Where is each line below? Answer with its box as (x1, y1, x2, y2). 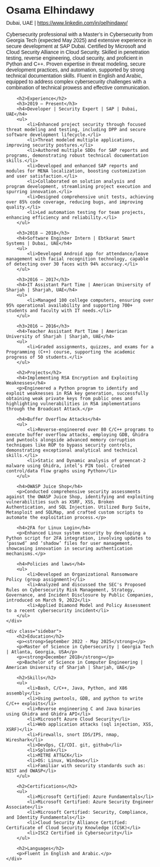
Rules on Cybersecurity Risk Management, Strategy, (6, 587, 135, 593)
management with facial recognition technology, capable (6, 256, 149, 262)
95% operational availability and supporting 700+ (6, 303, 133, 309)
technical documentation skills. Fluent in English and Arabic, (6, 73, 143, 79)
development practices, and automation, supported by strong (6, 67, 145, 73)
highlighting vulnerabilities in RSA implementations (6, 401, 141, 407)
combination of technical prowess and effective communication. (6, 85, 151, 91)
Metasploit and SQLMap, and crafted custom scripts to (6, 509, 144, 515)
